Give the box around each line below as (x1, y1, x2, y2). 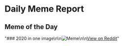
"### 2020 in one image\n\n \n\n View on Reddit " (4, 35, 120, 41)
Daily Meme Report (4, 3, 84, 15)
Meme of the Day (4, 23, 58, 31)
